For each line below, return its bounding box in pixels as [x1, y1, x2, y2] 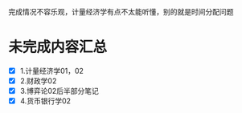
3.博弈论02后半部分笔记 [19, 87, 99, 96]
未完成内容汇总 [8, 38, 108, 56]
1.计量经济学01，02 [19, 66, 84, 75]
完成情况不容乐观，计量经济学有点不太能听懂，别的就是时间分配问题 [8, 7, 234, 16]
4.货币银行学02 [19, 96, 71, 106]
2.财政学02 [19, 76, 57, 86]
